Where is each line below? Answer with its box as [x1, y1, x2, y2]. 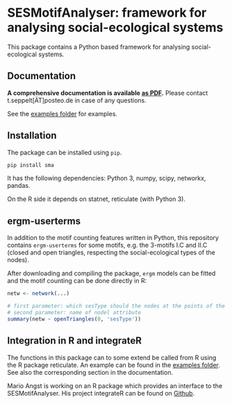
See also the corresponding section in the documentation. [7, 368, 174, 376]
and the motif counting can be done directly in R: [7, 277, 147, 285]
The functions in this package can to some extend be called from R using [7, 353, 217, 362]
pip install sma [7, 161, 54, 168]
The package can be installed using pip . [7, 148, 122, 156]
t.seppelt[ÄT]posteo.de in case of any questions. [7, 96, 147, 104]
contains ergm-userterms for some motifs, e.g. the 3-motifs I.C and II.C [7, 241, 208, 250]
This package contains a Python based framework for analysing [7, 42, 190, 51]
